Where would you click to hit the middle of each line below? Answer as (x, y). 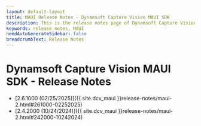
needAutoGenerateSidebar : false (46, 34)
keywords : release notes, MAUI (45, 28)
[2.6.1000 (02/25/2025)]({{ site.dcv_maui (65, 98)
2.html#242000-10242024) (49, 117)
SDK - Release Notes (59, 82)
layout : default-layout (36, 12)
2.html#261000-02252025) (48, 105)
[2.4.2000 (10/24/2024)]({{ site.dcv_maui (66, 110)
